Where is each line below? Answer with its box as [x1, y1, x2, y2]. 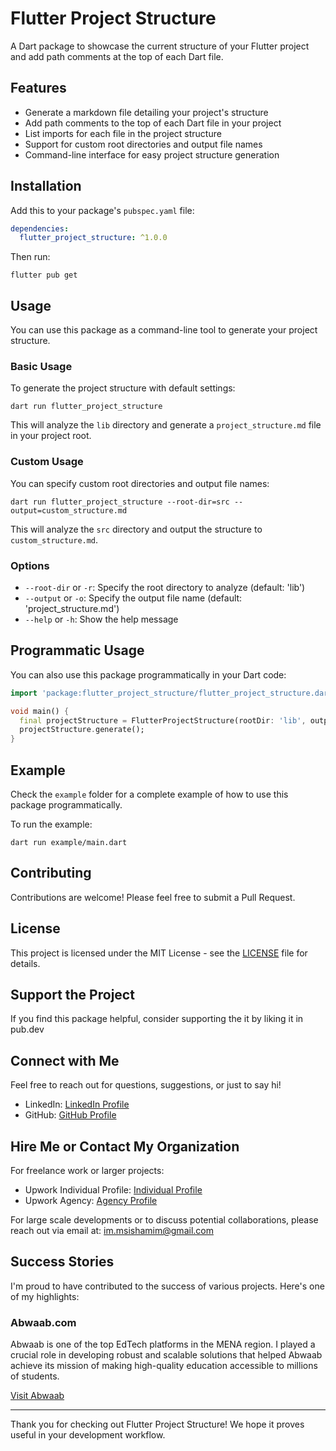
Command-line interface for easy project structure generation [24, 148, 280, 161]
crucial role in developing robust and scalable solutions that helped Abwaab [10, 1349, 323, 1361]
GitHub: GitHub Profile [24, 1109, 117, 1121]
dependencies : [10, 223, 70, 234]
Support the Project [10, 987, 135, 1004]
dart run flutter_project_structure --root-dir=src [10, 497, 230, 507]
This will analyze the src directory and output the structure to [10, 523, 263, 535]
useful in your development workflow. [10, 1429, 166, 1441]
